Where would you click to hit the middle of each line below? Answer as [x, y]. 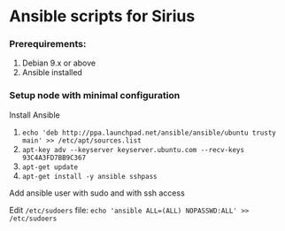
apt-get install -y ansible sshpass [89, 176]
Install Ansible [35, 115]
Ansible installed [52, 73]
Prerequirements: [48, 44]
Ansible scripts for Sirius [102, 16]
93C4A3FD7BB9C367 [54, 158]
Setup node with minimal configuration [95, 96]
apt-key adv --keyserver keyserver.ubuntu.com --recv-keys [133, 150]
